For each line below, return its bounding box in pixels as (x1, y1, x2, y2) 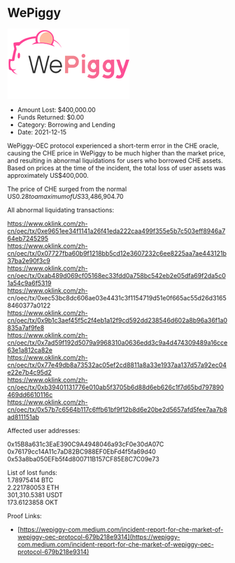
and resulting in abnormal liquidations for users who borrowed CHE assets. (7, 156, 223, 165)
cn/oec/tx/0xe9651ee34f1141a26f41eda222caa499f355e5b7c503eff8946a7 (7, 226, 226, 235)
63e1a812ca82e (7, 345, 52, 354)
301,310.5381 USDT (7, 490, 63, 499)
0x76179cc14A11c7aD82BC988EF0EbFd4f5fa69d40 (7, 447, 156, 456)
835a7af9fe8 (7, 324, 45, 332)
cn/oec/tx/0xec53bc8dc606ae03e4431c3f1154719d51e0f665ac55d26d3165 (7, 293, 227, 302)
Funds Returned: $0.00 (17, 113, 85, 121)
